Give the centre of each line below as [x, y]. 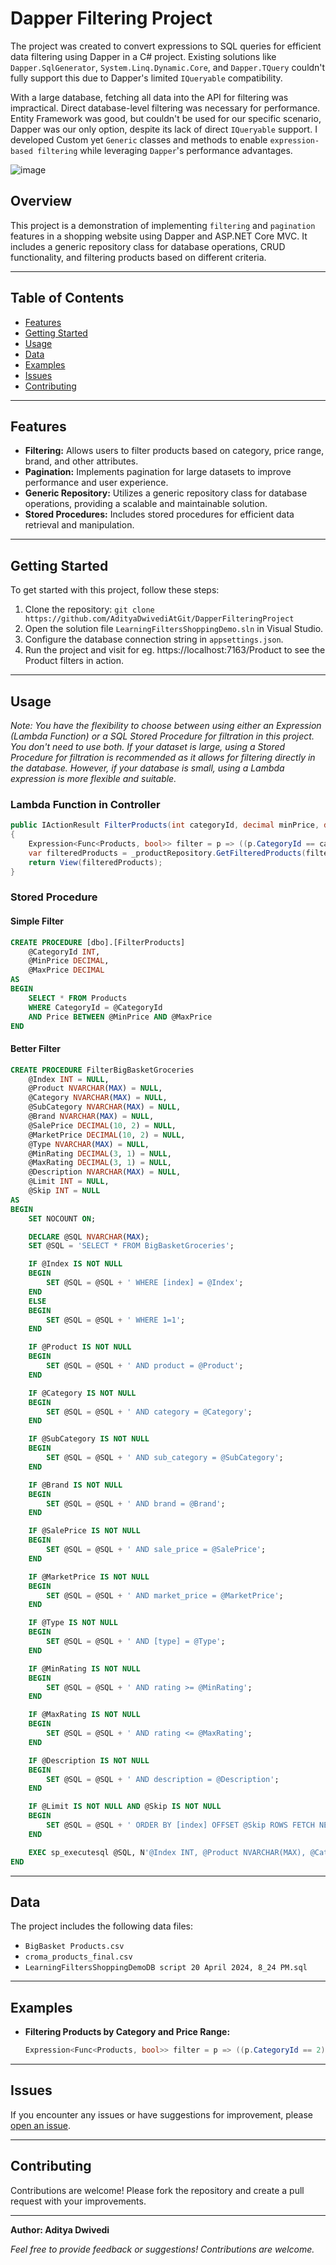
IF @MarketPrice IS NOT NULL [89, 1577]
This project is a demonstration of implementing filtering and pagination [163, 225]
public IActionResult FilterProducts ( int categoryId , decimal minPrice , [165, 825]
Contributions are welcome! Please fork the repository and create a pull [157, 2190]
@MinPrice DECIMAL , [69, 961]
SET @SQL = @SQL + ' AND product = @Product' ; [145, 1366]
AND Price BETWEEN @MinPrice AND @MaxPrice [120, 1017]
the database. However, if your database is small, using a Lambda [147, 768]
